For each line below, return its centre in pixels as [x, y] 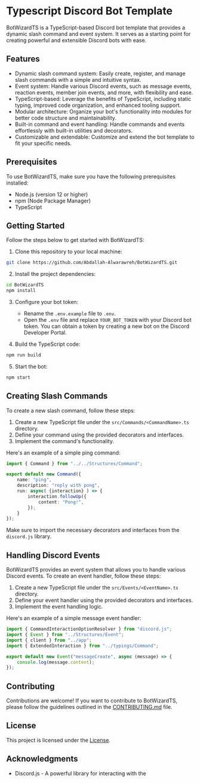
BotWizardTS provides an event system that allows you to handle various [96, 570]
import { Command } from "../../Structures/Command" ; [75, 463]
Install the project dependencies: [55, 274]
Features [23, 59]
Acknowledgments [42, 759]
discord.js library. [29, 536]
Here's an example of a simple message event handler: [74, 618]
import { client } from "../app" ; [49, 640]
